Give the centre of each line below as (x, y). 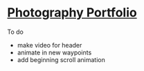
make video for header (49, 45)
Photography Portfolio (72, 13)
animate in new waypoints (54, 52)
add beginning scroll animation (61, 59)
